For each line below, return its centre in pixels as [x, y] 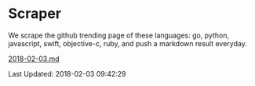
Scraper [35, 14]
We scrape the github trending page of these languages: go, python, [119, 35]
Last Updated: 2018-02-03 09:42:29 [67, 73]
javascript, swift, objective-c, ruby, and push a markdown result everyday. [127, 43]
